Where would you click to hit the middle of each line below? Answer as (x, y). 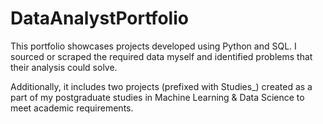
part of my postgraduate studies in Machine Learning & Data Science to (157, 97)
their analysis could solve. (64, 67)
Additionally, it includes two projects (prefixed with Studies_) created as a (161, 86)
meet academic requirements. (72, 108)
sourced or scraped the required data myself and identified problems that (161, 56)
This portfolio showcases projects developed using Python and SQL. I (153, 46)
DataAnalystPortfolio (99, 18)
